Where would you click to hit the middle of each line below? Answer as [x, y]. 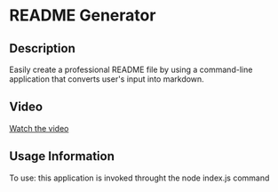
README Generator [83, 16]
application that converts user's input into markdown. [107, 79]
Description [42, 48]
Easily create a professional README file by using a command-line [131, 69]
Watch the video [39, 128]
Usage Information [62, 156]
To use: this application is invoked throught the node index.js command [139, 178]
